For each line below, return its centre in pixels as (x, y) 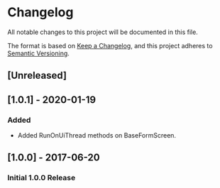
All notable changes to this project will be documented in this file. (103, 32)
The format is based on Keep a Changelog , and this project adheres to (110, 45)
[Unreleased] (37, 76)
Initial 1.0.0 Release (42, 178)
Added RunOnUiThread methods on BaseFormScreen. (97, 136)
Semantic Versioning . (38, 53)
